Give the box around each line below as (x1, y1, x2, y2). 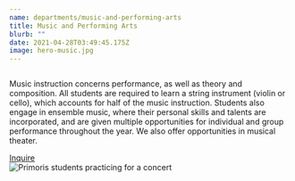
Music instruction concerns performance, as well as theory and (9, 78, 243, 89)
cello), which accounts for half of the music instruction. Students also (9, 97, 265, 108)
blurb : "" (9, 29, 46, 38)
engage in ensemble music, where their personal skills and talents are (9, 107, 266, 118)
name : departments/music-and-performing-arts (9, 12, 181, 22)
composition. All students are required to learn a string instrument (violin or (9, 88, 286, 99)
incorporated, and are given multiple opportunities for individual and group (9, 117, 284, 128)
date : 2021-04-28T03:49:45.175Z (9, 37, 130, 47)
